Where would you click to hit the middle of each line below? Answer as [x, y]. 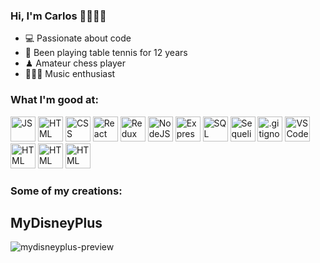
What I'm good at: [55, 100]
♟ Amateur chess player [75, 63]
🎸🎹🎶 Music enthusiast [70, 74]
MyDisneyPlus [56, 222]
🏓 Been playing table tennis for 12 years [106, 53]
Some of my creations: [66, 191]
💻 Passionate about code [78, 38]
